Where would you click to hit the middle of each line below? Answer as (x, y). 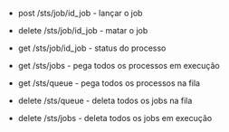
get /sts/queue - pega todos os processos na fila (109, 83)
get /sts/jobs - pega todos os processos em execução (119, 66)
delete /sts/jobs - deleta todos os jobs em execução (115, 118)
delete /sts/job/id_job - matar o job (83, 30)
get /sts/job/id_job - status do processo (92, 48)
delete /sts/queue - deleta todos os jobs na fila (105, 100)
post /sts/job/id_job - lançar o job (80, 13)
